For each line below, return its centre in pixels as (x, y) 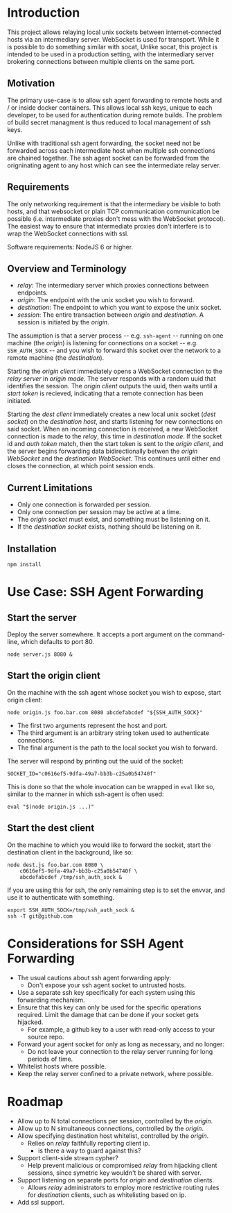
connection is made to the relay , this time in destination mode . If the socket (115, 436)
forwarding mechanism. (51, 1000)
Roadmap (35, 1101)
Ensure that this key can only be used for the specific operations (109, 1007)
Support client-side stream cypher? (68, 1157)
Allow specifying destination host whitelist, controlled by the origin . (113, 1136)
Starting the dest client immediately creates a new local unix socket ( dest (111, 414)
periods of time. (50, 1059)
